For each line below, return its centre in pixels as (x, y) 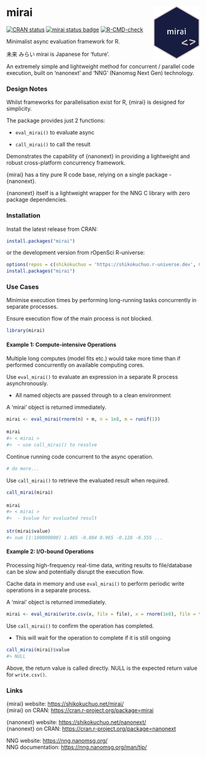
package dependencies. (37, 200)
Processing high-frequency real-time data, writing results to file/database (99, 565)
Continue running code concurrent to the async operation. (80, 456)
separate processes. (32, 307)
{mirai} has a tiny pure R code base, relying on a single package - (89, 175)
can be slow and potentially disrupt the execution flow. (75, 572)
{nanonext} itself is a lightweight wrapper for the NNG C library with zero (98, 193)
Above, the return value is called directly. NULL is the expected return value (102, 668)
